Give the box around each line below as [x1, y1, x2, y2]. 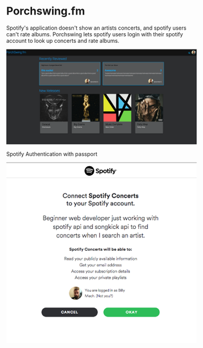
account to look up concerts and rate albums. [6, 37, 120, 44]
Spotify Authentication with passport [6, 150, 98, 158]
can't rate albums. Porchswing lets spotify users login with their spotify [6, 30, 183, 37]
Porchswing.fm [6, 4, 85, 18]
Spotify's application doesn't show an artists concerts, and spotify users [6, 24, 187, 31]
